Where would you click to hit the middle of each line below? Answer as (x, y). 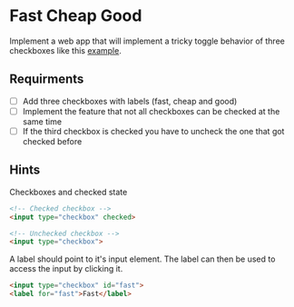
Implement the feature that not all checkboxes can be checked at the (151, 111)
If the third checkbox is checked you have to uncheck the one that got (153, 131)
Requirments (47, 79)
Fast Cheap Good (76, 16)
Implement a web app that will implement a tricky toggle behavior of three (147, 41)
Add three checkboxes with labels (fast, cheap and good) (130, 101)
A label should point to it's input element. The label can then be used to (142, 259)
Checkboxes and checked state (69, 192)
